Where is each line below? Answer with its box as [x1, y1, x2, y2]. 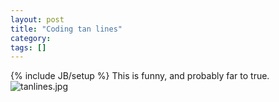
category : [10, 33, 52, 43]
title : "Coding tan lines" [10, 24, 123, 34]
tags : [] [10, 42, 47, 53]
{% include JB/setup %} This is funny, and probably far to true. [10, 70, 270, 82]
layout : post [10, 14, 65, 25]
